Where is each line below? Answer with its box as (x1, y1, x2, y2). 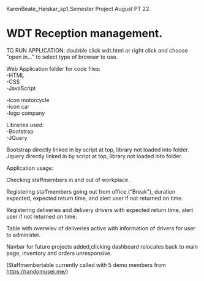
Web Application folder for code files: (6, 65, 101, 72)
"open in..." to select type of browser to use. (6, 53, 118, 60)
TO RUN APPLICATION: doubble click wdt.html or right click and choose (6, 46, 188, 54)
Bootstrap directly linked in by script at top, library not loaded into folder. (6, 146, 189, 153)
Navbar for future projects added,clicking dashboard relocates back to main (6, 243, 198, 250)
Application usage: (6, 164, 54, 172)
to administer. (6, 231, 41, 238)
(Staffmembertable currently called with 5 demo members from (6, 261, 167, 268)
